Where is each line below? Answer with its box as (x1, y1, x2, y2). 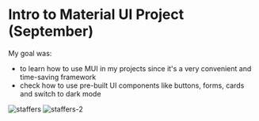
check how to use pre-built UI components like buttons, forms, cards (19, 81, 245, 90)
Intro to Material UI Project (8, 6, 185, 24)
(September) (8, 22, 93, 40)
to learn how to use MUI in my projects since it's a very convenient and (19, 63, 252, 73)
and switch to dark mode (19, 89, 101, 98)
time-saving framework (19, 72, 97, 81)
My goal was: (8, 48, 52, 58)
